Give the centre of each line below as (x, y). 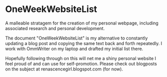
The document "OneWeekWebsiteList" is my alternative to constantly (76, 38)
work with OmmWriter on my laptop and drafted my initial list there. (74, 48)
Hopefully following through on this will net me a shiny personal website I (81, 58)
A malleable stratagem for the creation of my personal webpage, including (82, 23)
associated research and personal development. (55, 28)
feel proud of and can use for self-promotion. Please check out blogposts (81, 63)
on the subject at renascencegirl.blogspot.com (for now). (64, 69)
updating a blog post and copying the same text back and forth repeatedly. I (84, 43)
